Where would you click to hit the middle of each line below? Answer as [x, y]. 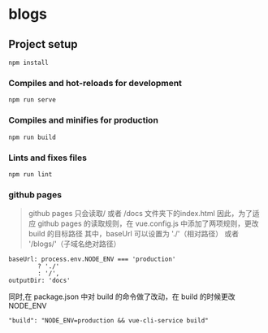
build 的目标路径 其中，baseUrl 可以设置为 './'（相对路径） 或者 [134, 234]
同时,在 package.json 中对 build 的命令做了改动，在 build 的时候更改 [122, 296]
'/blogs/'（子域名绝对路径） [74, 244]
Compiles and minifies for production [83, 120]
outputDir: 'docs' [39, 281]
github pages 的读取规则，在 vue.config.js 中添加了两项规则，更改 [148, 223]
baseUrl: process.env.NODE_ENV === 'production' [92, 259]
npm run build [32, 137]
